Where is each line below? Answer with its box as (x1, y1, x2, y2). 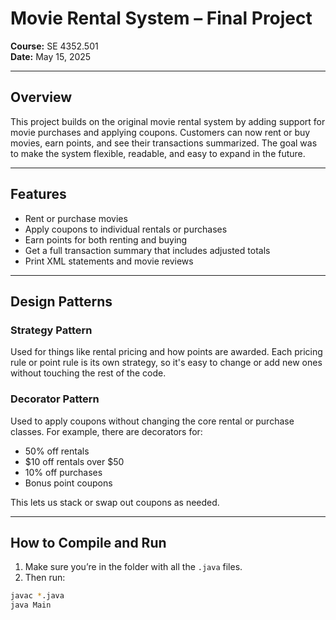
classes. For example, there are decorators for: (10, 425, 203, 437)
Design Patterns (10, 293, 113, 310)
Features (10, 186, 67, 203)
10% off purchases (24, 466, 103, 478)
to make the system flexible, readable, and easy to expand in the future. (10, 147, 306, 159)
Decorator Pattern (10, 392, 100, 406)
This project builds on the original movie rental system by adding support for (10, 115, 326, 127)
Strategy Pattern (10, 323, 93, 337)
